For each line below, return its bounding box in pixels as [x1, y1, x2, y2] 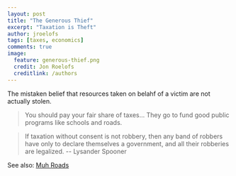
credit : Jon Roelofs [13, 63, 74, 70]
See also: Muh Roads [7, 160, 69, 169]
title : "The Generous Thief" [7, 17, 94, 24]
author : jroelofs [7, 30, 59, 38]
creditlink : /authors [13, 70, 78, 77]
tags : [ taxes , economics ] [7, 37, 84, 44]
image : [7, 50, 27, 57]
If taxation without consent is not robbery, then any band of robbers [24, 132, 223, 141]
